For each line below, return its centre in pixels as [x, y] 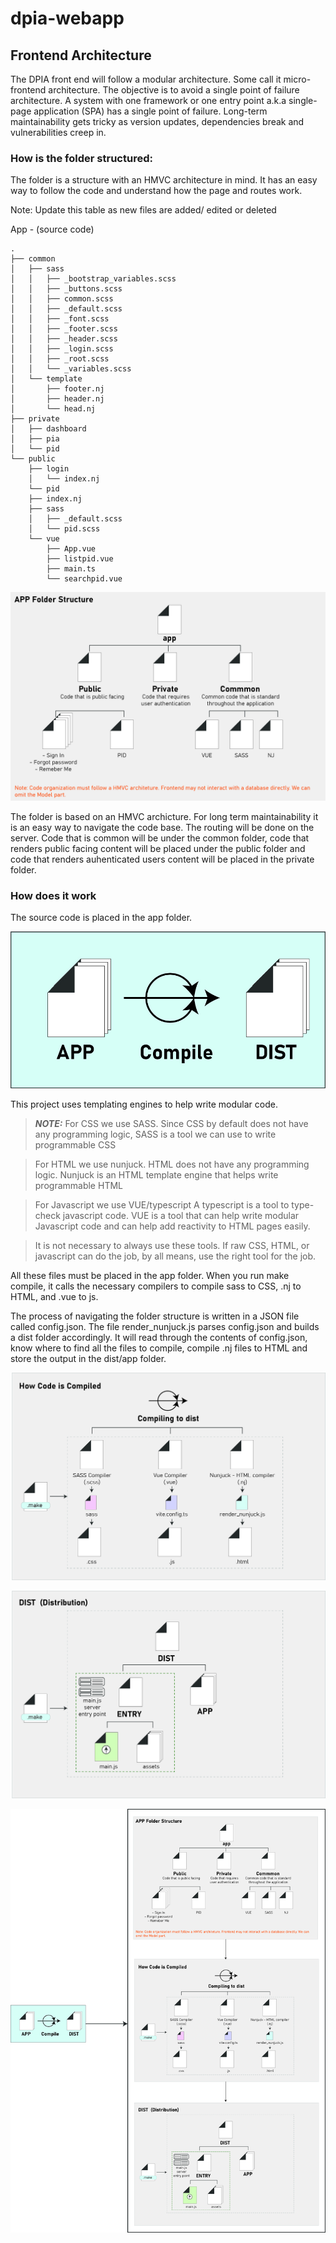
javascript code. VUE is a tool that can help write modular [181, 1215]
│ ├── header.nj [57, 399]
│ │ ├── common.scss [62, 299]
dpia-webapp [67, 18]
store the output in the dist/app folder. [88, 1358]
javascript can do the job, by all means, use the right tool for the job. [175, 1256]
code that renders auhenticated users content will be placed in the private [162, 859]
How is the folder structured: [81, 158]
